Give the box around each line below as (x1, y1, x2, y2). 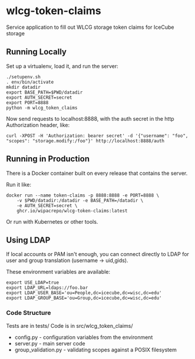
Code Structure (6, 309, 51, 317)
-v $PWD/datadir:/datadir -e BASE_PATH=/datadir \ (16, 197, 144, 204)
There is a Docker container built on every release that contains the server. (6, 169, 188, 177)
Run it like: (6, 181, 31, 188)
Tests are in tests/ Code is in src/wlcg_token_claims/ (6, 322, 133, 329)
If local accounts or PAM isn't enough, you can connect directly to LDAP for (6, 251, 190, 258)
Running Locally (6, 47, 67, 57)
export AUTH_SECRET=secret (6, 94, 72, 101)
